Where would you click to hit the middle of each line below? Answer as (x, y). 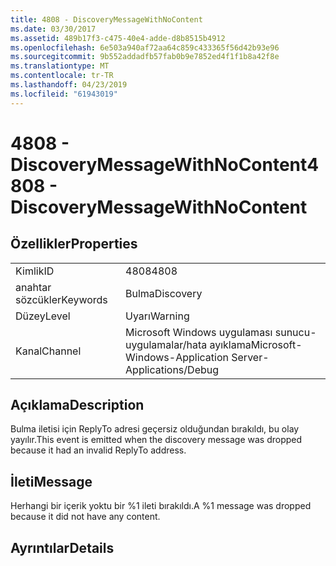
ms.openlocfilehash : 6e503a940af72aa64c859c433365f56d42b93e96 (145, 47)
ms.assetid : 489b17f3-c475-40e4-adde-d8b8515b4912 (118, 38)
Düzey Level (43, 316)
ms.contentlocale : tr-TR (62, 76)
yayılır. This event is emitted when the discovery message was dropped (156, 440)
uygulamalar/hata (166, 344)
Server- (250, 357)
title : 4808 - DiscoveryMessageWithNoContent (106, 19)
